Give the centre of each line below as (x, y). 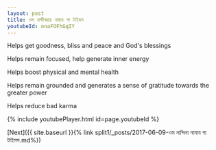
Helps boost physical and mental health (63, 72)
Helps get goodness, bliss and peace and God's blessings (89, 46)
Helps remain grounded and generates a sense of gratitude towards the (108, 86)
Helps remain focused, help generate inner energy (78, 59)
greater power (27, 92)
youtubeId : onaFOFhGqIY (41, 26)
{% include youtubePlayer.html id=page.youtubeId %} (83, 119)
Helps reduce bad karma (42, 106)
